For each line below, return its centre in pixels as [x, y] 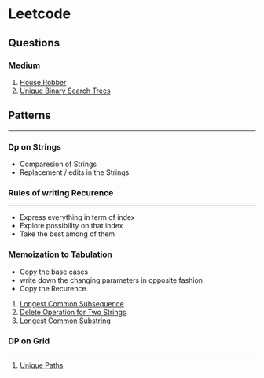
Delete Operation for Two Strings [73, 312]
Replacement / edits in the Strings [74, 172]
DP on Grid [29, 341]
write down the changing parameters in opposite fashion [111, 280]
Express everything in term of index [77, 217]
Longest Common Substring [65, 321]
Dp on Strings [35, 146]
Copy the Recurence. [54, 288]
